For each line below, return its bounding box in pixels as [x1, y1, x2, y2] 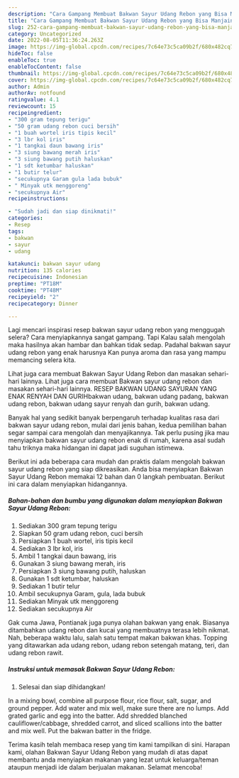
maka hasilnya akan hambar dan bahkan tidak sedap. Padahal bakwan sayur [8, 341, 231, 349]
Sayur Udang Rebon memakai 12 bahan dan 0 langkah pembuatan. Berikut [8, 473, 226, 481]
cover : [8, 76, 28, 84]
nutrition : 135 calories [8, 267, 82, 274]
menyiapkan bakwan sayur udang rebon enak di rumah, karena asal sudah [8, 436, 226, 444]
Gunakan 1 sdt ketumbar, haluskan [18, 574, 119, 583]
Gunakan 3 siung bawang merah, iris [18, 559, 126, 568]
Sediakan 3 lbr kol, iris [18, 544, 84, 553]
